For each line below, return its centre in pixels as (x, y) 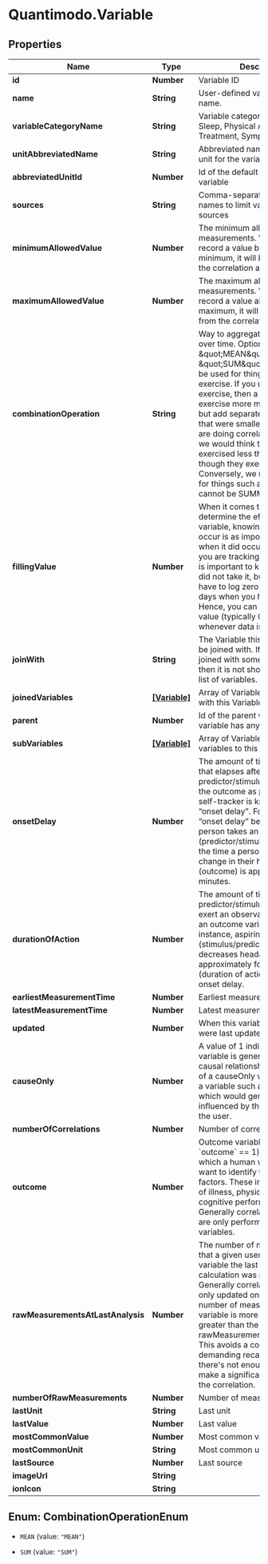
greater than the (229, 1325)
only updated (223, 1295)
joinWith (29, 659)
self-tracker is (225, 801)
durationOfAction (46, 939)
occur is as (219, 537)
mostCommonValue (51, 1437)
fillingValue (35, 567)
